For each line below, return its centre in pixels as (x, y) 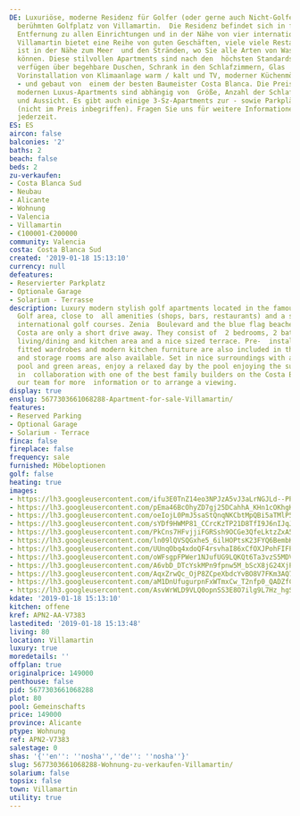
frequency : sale (39, 458)
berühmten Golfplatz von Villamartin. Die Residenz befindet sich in (151, 26)
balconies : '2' (37, 142)
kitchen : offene (39, 607)
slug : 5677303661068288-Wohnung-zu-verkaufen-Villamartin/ (121, 764)
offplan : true (36, 665)
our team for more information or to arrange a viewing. (128, 383)
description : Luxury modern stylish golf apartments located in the (139, 308)
